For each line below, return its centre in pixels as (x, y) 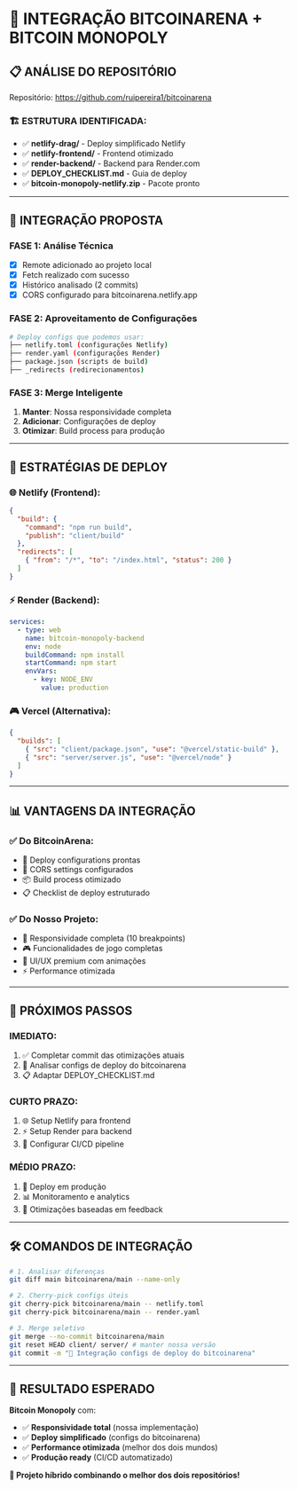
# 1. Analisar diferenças (57, 1272)
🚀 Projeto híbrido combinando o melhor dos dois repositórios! (125, 1475)
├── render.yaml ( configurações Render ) (85, 354)
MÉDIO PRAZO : (43, 1167)
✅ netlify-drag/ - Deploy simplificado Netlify (104, 144)
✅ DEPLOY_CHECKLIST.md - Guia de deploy (105, 174)
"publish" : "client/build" (75, 536)
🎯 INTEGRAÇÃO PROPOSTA (86, 221)
